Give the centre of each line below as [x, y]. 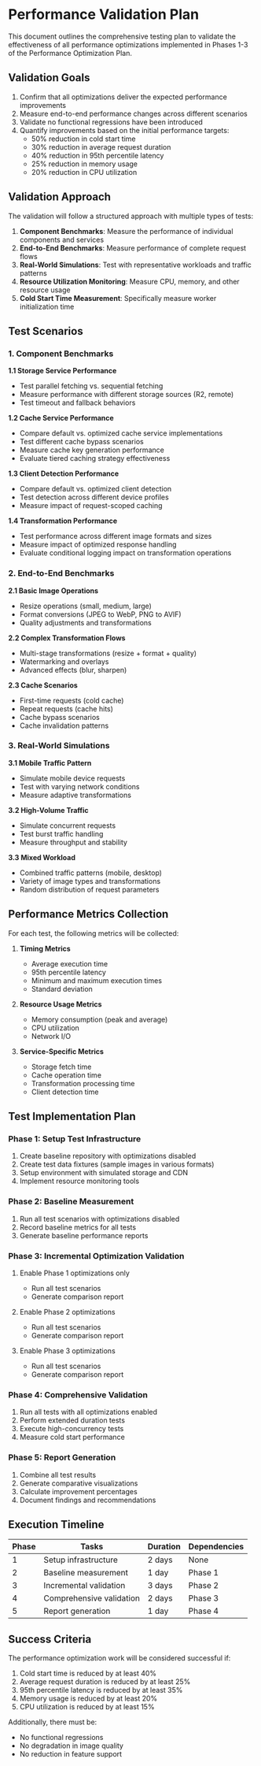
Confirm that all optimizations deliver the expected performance [123, 97]
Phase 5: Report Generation [62, 1457]
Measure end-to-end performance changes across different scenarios [133, 113]
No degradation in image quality [72, 1746]
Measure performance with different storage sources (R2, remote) [127, 395]
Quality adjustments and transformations [85, 622]
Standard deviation [62, 989]
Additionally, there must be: [53, 1722]
